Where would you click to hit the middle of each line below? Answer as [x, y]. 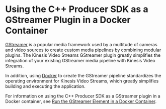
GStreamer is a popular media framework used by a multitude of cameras [81, 44]
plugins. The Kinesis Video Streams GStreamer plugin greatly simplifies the [83, 55]
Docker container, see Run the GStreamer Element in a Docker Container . [81, 101]
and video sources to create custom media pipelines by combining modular [83, 50]
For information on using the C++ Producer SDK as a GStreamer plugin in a [83, 96]
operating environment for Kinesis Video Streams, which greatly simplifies [82, 81]
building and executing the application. [45, 86]
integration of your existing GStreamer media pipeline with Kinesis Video [80, 60]
